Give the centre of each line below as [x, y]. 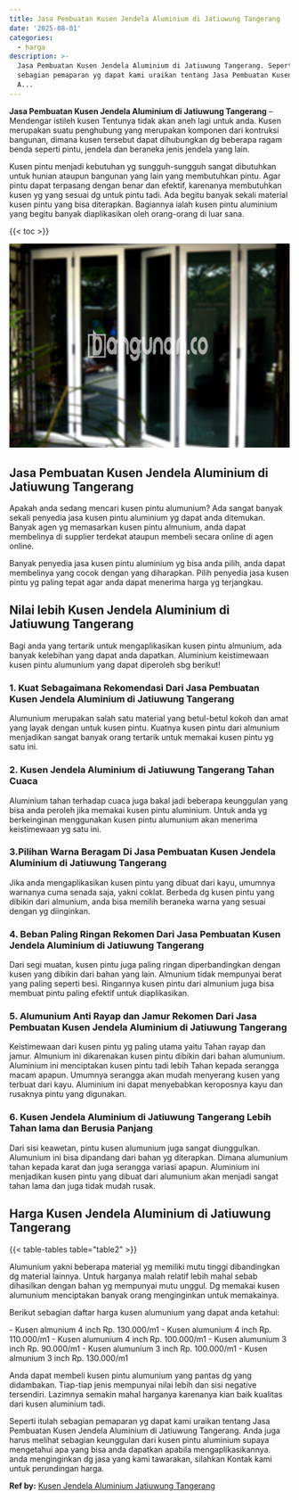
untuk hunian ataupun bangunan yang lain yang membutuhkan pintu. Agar [145, 176]
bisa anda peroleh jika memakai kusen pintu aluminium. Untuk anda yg [138, 810]
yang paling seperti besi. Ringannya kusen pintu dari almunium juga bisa [141, 984]
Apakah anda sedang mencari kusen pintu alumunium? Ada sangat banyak [146, 508]
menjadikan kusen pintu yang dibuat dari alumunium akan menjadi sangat [144, 1176]
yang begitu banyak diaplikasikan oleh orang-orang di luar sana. [127, 213]
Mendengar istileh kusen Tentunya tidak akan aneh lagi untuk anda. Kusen [145, 120]
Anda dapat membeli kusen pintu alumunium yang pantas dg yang [130, 1375]
